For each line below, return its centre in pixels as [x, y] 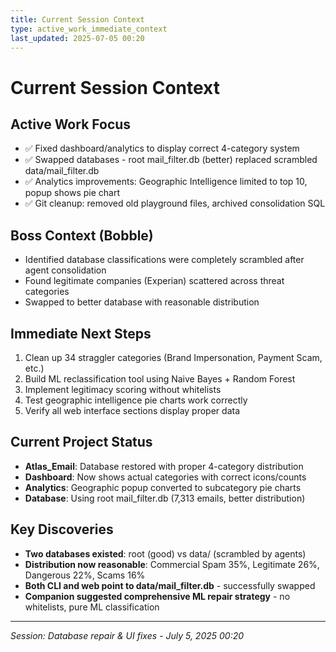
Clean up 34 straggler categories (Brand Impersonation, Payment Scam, [173, 357]
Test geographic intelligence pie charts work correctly [136, 400]
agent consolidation [65, 270]
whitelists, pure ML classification [92, 607]
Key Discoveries [62, 529]
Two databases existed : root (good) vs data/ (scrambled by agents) [165, 553]
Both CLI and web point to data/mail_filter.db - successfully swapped [170, 585]
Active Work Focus [71, 124]
